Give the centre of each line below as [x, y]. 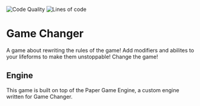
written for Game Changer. [39, 96]
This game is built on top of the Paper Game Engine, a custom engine [93, 90]
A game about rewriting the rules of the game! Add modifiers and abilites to [100, 50]
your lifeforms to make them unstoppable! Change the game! [82, 57]
